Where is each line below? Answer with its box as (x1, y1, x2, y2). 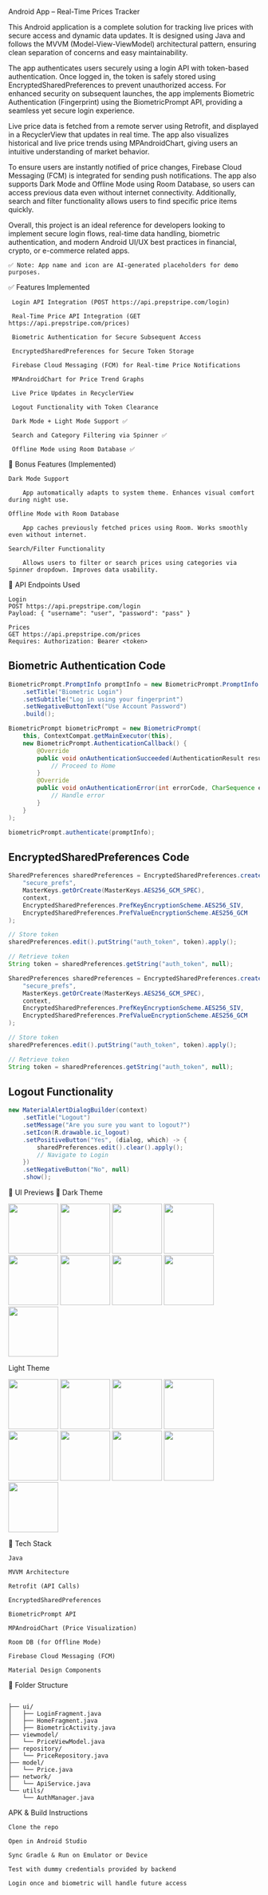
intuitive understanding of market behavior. (8, 147, 150, 156)
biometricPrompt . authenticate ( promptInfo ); (8, 828, 156, 836)
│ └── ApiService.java (8, 1780, 91, 1788)
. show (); (22, 1173, 52, 1181)
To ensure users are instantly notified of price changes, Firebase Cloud (8, 162, 242, 171)
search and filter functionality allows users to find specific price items (8, 196, 238, 206)
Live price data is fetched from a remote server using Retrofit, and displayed (8, 122, 259, 130)
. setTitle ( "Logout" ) (22, 1114, 91, 1122)
